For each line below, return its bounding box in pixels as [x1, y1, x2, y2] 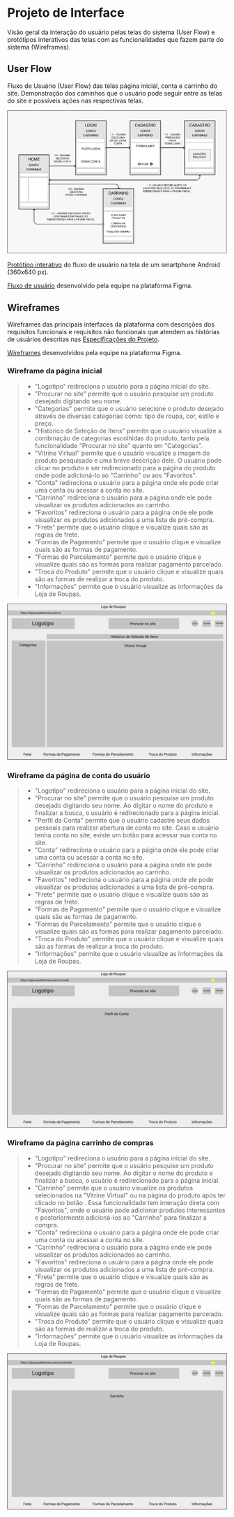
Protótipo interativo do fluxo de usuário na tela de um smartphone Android [7, 260, 221, 269]
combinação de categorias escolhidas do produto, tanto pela [34, 434, 210, 442]
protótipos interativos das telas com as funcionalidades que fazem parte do [7, 35, 224, 43]
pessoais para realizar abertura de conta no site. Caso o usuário [34, 823, 219, 832]
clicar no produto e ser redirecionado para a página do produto [34, 463, 216, 472]
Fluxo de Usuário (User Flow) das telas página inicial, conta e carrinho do [7, 82, 218, 90]
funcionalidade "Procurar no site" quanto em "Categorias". [34, 441, 203, 449]
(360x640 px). [7, 268, 49, 276]
